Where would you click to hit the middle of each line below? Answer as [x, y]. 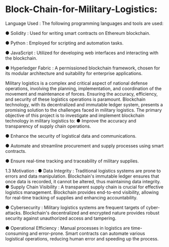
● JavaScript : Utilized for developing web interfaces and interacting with [82, 53]
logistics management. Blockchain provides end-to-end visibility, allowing [82, 192]
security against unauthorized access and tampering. [61, 218]
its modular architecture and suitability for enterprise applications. [74, 73]
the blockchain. [21, 58]
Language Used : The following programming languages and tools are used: [84, 23]
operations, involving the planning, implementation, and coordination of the [83, 88]
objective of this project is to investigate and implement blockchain [75, 115]
